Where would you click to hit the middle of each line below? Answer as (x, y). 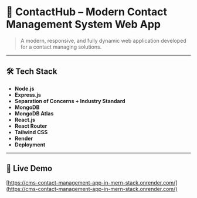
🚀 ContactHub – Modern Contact (86, 12)
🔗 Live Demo (29, 168)
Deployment (30, 144)
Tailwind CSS (31, 132)
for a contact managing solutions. (61, 47)
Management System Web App (84, 24)
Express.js (28, 95)
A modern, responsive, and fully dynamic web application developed (103, 40)
